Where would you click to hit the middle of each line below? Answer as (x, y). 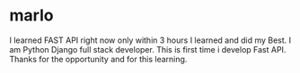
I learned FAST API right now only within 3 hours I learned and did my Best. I (150, 40)
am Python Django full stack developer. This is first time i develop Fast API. (148, 49)
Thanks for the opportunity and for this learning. (98, 59)
